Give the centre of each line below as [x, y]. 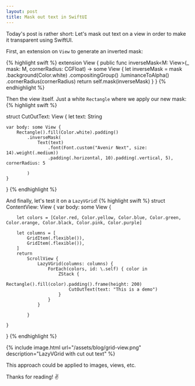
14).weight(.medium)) [32, 153]
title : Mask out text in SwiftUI [47, 17]
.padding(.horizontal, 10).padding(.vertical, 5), [111, 158]
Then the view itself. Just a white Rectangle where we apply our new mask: [96, 99]
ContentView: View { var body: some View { [59, 207]
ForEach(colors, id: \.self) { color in [97, 269]
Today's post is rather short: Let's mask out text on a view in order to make [96, 33]
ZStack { [69, 274]
